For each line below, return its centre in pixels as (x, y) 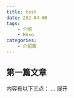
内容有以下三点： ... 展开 (37, 88)
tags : (13, 23)
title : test (21, 12)
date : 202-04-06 (27, 18)
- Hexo (26, 35)
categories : (21, 40)
